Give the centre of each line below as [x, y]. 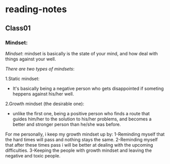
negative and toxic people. [33, 155]
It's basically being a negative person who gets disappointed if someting [88, 88]
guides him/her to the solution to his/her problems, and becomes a [82, 119]
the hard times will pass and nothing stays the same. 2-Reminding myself [81, 139]
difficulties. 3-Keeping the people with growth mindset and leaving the [78, 150]
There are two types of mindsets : [40, 69]
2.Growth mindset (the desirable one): [45, 104]
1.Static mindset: [22, 78]
